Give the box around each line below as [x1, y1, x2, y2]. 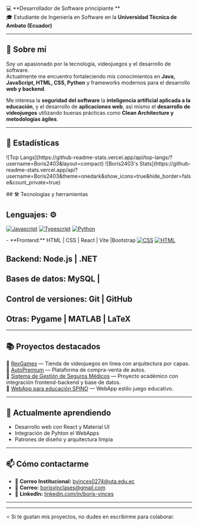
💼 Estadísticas [6, 138, 60, 148]
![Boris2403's [105, 160, 138, 167]
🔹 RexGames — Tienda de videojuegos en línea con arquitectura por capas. [6, 360, 190, 367]
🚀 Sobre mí [6, 45, 47, 55]
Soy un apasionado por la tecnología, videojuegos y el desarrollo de [6, 60, 171, 67]
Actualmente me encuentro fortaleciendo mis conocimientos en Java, [6, 72, 176, 80]
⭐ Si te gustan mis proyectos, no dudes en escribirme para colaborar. [6, 513, 175, 520]
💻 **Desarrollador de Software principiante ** [6, 5, 121, 12]
